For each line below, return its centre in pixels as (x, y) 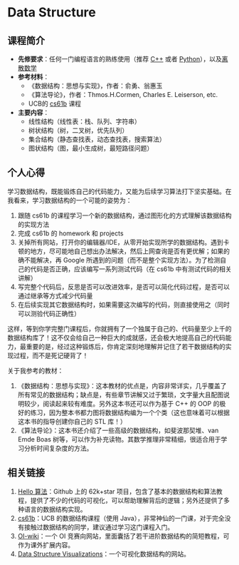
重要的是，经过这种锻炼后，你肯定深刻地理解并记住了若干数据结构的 (126, 346)
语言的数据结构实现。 (55, 509)
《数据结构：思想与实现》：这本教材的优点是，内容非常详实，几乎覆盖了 (122, 385)
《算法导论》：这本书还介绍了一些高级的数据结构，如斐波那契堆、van (118, 430)
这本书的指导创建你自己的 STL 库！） (72, 421)
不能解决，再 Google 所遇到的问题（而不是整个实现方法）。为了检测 (122, 260)
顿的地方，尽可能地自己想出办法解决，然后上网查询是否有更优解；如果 (121, 251)
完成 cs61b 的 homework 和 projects (70, 233)
